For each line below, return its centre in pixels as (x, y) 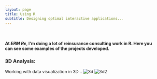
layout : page (18, 9)
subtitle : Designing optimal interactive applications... (64, 18)
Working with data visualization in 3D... (43, 72)
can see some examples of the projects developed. (57, 48)
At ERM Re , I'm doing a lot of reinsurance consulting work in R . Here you (78, 43)
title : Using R (20, 14)
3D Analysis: (20, 61)
